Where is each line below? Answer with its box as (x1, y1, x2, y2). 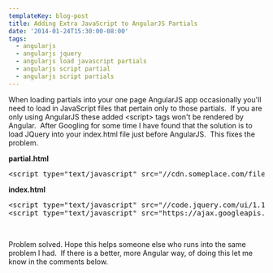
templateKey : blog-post (8, 11, 89, 20)
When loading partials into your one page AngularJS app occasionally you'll (8, 94, 262, 104)
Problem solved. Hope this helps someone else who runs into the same (8, 239, 246, 249)
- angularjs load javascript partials (15, 58, 148, 66)
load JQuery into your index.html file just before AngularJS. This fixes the (8, 129, 256, 139)
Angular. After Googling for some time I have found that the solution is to (8, 120, 253, 130)
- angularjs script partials (15, 72, 115, 80)
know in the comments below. (8, 257, 108, 266)
